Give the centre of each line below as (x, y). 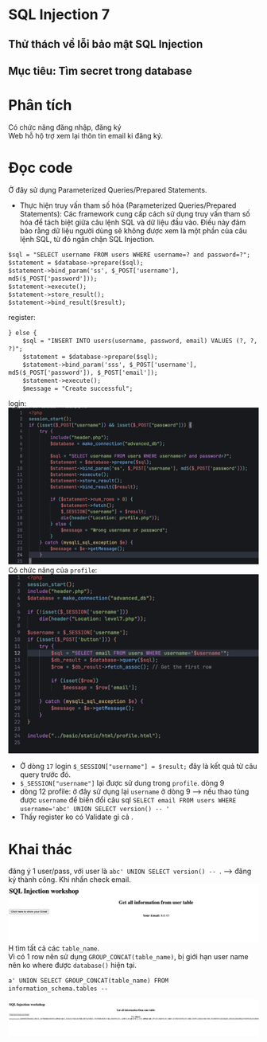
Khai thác (41, 849)
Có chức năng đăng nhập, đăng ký (65, 127)
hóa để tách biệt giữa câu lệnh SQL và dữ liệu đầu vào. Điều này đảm (133, 222)
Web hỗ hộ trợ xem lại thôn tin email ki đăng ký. (86, 135)
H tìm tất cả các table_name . (54, 948)
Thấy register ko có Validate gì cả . (76, 817)
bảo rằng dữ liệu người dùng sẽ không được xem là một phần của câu (133, 230)
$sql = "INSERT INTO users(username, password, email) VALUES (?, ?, (140, 341)
